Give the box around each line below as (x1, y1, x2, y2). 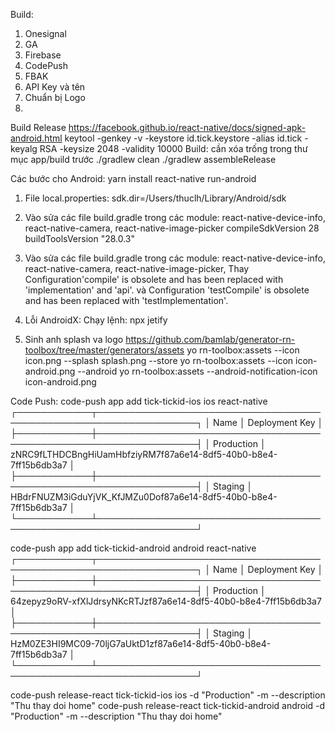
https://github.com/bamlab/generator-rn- (125, 334, 296, 345)
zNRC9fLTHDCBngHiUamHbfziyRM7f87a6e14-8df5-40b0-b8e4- (10, 449, 278, 460)
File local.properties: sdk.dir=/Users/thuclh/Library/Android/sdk (24, 192, 287, 204)
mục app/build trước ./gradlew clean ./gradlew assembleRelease (10, 154, 277, 165)
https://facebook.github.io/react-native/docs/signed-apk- (68, 122, 306, 133)
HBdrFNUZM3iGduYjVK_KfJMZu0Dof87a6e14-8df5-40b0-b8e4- (10, 491, 278, 503)
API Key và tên (24, 81, 86, 93)
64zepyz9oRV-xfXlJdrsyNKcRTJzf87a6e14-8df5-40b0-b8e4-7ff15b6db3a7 (10, 595, 322, 607)
